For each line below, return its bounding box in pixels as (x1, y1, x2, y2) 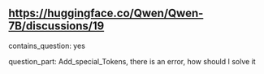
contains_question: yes (8, 41, 85, 50)
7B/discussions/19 (8, 20, 105, 33)
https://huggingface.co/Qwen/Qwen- (8, 7, 204, 20)
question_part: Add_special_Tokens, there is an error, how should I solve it (8, 56, 256, 66)
